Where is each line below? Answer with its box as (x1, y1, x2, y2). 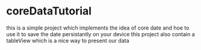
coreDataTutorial (6, 4, 92, 18)
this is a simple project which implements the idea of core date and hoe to (6, 24, 190, 31)
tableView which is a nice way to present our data (6, 37, 129, 44)
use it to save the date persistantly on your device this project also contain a (6, 30, 196, 37)
